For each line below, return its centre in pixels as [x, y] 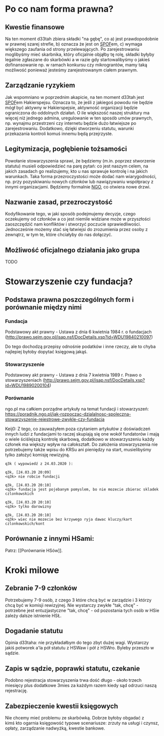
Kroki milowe [32, 570]
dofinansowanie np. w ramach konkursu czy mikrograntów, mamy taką [76, 65]
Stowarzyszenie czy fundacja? [69, 282]
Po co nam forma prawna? [59, 9]
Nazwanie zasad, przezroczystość [59, 202]
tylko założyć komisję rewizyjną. [37, 455]
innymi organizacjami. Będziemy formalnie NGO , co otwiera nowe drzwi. [78, 186]
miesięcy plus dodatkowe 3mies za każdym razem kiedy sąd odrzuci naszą [81, 686]
